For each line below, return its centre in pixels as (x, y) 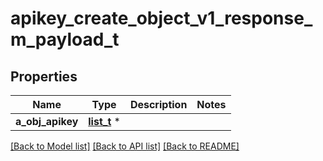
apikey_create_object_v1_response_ (161, 18)
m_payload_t (65, 39)
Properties (44, 76)
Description (158, 104)
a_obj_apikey (47, 121)
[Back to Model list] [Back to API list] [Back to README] (125, 146)
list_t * (104, 121)
